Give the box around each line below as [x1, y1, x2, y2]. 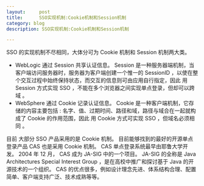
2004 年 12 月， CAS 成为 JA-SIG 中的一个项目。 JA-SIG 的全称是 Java [18, 150, 196, 158]
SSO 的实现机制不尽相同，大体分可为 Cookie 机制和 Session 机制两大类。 [6, 49, 191, 56]
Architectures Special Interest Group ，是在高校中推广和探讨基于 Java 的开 [6, 158, 194, 165]
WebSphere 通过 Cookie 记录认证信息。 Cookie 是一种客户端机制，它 [15, 100, 189, 107]
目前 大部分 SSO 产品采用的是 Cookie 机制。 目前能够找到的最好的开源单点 [6, 135, 194, 143]
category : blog [6, 20, 45, 26]
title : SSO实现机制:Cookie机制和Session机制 [6, 15, 127, 21]
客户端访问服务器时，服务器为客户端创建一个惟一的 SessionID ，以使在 [15, 69, 193, 77]
